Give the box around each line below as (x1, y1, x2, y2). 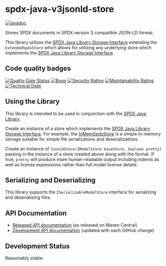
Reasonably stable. (5, 255, 44, 261)
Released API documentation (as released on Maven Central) (12, 222, 138, 228)
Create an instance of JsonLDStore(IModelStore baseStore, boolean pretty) (5, 145, 162, 151)
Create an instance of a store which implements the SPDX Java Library (5, 126, 150, 132)
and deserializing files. (5, 194, 51, 200)
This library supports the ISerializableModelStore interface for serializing (5, 189, 157, 195)
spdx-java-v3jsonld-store (5, 3, 114, 15)
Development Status (5, 242, 70, 250)
